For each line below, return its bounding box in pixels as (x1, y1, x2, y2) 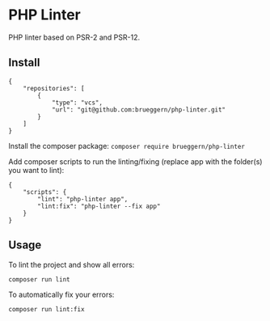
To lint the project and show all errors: (8, 260, 135, 269)
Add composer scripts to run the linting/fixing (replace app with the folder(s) (8, 156, 263, 167)
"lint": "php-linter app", (37, 195, 129, 203)
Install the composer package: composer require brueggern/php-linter (8, 141, 245, 150)
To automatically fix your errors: (8, 289, 115, 299)
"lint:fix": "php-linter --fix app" (37, 202, 161, 210)
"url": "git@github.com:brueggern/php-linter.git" (51, 105, 226, 114)
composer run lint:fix (8, 305, 85, 313)
